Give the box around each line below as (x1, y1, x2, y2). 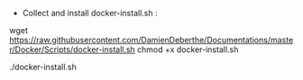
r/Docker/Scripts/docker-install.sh (9, 44, 135, 55)
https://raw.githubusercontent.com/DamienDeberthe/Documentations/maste (9, 35, 294, 45)
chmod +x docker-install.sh (136, 44, 239, 55)
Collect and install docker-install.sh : (22, 8, 158, 18)
